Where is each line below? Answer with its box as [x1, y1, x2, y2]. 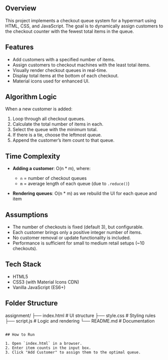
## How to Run [5, 332, 35, 337]
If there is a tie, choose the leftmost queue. [12, 132, 102, 138]
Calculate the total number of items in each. [12, 121, 103, 127]
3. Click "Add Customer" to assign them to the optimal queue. [5, 349, 141, 355]
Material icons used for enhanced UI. [12, 78, 90, 84]
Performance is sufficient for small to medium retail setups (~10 [12, 240, 145, 246]
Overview [5, 4, 37, 13]
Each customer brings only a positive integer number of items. [12, 229, 142, 235]
